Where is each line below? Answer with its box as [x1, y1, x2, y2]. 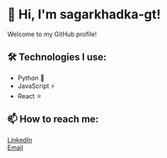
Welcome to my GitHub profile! [7, 30, 97, 38]
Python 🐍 [17, 74, 45, 82]
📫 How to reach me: [7, 113, 99, 125]
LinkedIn [7, 135, 33, 144]
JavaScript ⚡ [17, 81, 55, 90]
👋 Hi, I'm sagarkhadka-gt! [7, 6, 161, 23]
